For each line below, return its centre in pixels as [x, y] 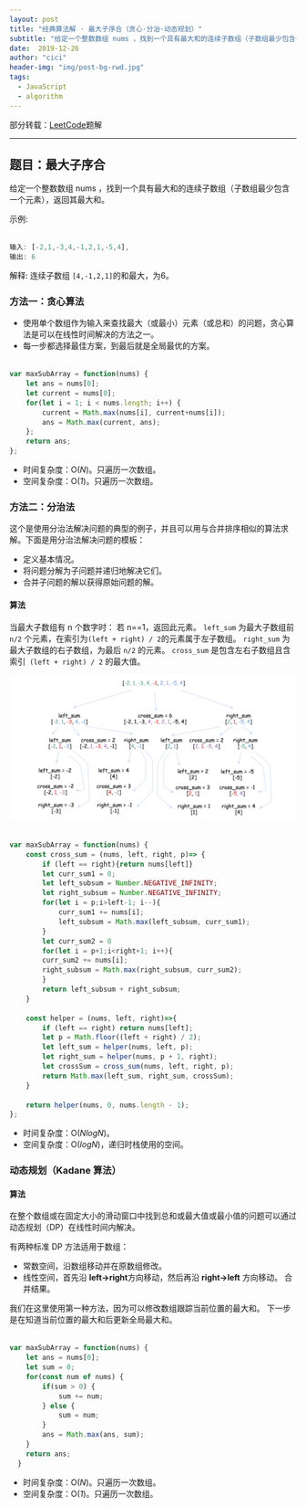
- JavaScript [42, 87]
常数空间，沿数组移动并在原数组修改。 [94, 1266]
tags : [20, 78]
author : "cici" [38, 58]
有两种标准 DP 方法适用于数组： [69, 1247]
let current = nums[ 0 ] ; [71, 393]
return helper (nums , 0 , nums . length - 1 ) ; [107, 1105]
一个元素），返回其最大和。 [59, 200]
